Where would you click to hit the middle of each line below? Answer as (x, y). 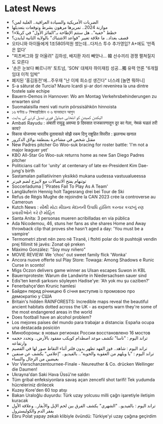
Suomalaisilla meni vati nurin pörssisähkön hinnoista (64, 106)
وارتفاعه (19, 343)
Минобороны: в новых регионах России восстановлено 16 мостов (81, 333)
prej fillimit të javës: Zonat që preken (48, 244)
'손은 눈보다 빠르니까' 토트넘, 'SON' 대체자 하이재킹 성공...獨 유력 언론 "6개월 (85, 68)
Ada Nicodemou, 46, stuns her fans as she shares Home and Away (79, 223)
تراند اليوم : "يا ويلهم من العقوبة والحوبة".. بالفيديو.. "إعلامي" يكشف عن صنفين (83, 353)
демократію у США (32, 296)
